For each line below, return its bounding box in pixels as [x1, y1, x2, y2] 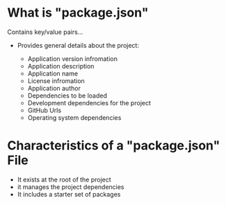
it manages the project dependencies [17, 182, 124, 191]
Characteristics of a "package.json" [7, 138, 220, 154]
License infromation [27, 76, 85, 84]
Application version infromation [27, 54, 118, 63]
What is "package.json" [7, 5, 149, 21]
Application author [27, 84, 81, 92]
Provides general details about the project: [17, 41, 139, 49]
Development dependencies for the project [27, 98, 152, 107]
